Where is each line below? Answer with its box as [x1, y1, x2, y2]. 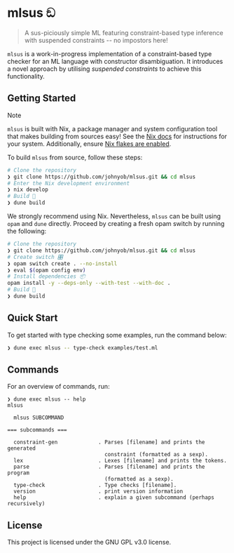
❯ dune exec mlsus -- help [7, 396, 86, 403]
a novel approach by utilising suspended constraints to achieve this [7, 65, 202, 73]
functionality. [7, 72, 46, 80]
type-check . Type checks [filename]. [13, 482, 177, 489]
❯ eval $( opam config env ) [7, 267, 86, 274]
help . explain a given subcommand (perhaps [13, 494, 215, 501]
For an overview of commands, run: [7, 382, 110, 391]
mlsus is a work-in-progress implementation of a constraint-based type [7, 49, 212, 58]
